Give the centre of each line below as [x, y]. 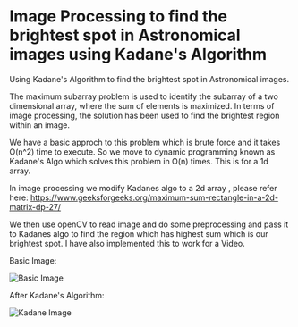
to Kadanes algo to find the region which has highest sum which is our [139, 233]
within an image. [39, 125]
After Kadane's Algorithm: [57, 295]
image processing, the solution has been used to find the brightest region [145, 115]
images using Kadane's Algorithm [138, 54]
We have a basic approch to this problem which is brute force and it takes [145, 142]
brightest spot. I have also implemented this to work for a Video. [127, 243]
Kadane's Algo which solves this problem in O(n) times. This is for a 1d [139, 161]
